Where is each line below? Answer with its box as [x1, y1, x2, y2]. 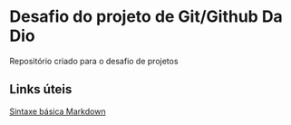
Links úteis [9, 82, 73, 97]
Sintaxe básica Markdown [9, 106, 106, 117]
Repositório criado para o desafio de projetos [9, 55, 179, 66]
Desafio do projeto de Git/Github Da [9, 6, 283, 27]
